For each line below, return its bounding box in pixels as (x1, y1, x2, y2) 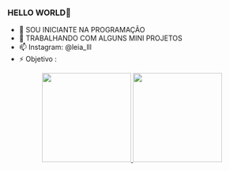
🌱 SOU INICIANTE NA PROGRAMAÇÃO (18, 25, 145, 35)
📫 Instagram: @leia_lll (18, 43, 92, 52)
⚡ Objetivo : (18, 55, 57, 64)
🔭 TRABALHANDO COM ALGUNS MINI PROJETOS (18, 33, 183, 43)
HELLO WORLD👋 (7, 7, 72, 18)
